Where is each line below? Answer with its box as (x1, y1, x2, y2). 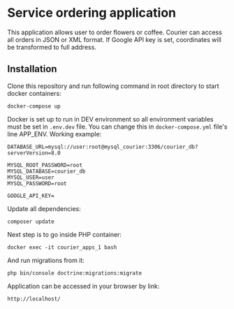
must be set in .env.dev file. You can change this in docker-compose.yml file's (7, 122, 228, 131)
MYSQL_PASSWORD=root (7, 180, 68, 187)
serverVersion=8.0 (7, 149, 61, 157)
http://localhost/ (7, 295, 61, 302)
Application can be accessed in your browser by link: (7, 282, 160, 290)
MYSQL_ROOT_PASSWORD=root (7, 161, 82, 168)
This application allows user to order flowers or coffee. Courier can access (7, 28, 222, 36)
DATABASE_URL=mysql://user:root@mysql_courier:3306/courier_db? (7, 143, 198, 150)
